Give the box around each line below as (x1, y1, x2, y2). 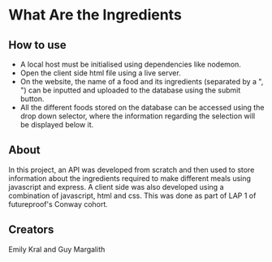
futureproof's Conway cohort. (8, 199, 108, 208)
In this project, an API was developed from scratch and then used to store (8, 165, 255, 174)
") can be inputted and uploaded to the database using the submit (19, 85, 241, 95)
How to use (8, 38, 67, 52)
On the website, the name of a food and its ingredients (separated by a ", (19, 77, 264, 86)
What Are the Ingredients (8, 6, 183, 24)
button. (19, 94, 45, 103)
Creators (8, 223, 54, 237)
